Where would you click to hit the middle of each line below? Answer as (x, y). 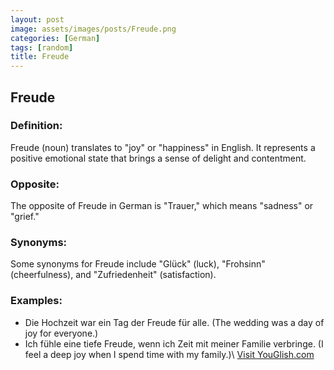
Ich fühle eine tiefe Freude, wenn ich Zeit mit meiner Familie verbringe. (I (174, 343)
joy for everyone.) (61, 333)
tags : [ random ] (42, 47)
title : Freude (40, 57)
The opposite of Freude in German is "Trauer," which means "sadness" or (162, 206)
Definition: (36, 126)
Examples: (36, 301)
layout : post (37, 19)
